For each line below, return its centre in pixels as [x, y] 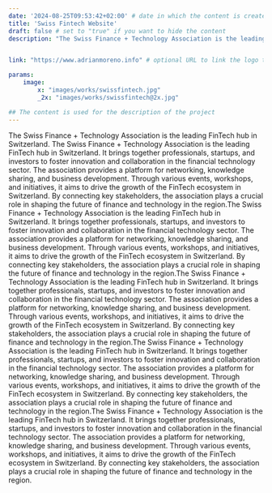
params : [21, 75]
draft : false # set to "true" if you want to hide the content [117, 31]
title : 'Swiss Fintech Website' [63, 24]
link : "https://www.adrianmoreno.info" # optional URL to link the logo [134, 60]
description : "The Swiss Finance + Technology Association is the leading [137, 39]
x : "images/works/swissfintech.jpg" [99, 90]
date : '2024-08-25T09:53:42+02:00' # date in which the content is [125, 16]
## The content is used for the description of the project [112, 112]
